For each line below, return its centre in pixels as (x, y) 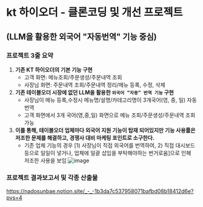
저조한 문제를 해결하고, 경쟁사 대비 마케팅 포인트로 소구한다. (85, 137)
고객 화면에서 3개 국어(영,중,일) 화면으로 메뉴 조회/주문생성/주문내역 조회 (110, 115)
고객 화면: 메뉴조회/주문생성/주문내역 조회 (73, 77)
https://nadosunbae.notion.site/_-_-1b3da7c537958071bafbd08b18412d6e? (100, 191)
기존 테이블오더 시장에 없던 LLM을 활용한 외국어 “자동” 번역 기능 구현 (94, 92)
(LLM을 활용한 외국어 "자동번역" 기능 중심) (82, 37)
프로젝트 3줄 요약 (30, 55)
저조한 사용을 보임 (45, 160)
